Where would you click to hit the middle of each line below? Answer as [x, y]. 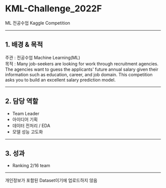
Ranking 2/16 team [31, 166]
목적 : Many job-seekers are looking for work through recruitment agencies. [82, 64]
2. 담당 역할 [22, 101]
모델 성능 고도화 [27, 132]
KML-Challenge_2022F [54, 9]
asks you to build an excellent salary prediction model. [61, 80]
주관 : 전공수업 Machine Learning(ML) [43, 57]
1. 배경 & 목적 [24, 45]
